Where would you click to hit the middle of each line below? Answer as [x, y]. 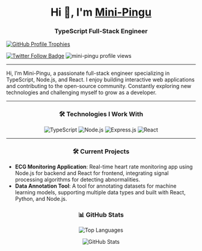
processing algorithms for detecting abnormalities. [77, 180]
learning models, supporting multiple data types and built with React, [100, 192]
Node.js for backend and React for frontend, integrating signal [92, 173]
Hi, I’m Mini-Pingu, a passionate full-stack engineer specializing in [88, 73]
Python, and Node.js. [41, 199]
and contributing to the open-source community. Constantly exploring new [99, 86]
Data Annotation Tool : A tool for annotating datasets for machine [96, 186]
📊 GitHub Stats [101, 215]
